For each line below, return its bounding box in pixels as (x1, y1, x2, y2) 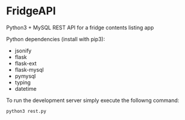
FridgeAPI (6, 4, 56, 18)
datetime (14, 85, 37, 92)
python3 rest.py (6, 108, 46, 114)
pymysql (14, 72, 36, 79)
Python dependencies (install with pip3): (6, 35, 105, 42)
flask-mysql (14, 66, 44, 73)
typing (14, 79, 31, 86)
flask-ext (14, 60, 37, 67)
